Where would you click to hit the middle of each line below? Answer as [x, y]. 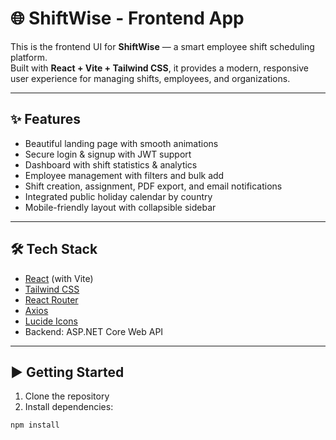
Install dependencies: [69, 407]
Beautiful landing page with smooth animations [121, 143]
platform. [29, 57]
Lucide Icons [51, 321]
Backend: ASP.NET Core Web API [94, 331]
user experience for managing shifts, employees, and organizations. [150, 78]
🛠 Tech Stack [54, 249]
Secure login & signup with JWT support [108, 154]
